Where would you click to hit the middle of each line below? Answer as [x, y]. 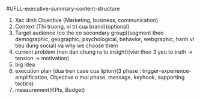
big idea [25, 64]
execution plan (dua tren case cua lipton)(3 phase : [78, 71]
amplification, [32, 77]
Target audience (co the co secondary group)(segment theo [89, 33]
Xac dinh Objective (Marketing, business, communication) [86, 20]
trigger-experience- [167, 71]
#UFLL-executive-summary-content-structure [63, 9]
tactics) [24, 83]
